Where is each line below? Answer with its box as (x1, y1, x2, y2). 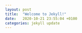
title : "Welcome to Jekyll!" (5, 12, 67, 16)
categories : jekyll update (5, 20, 60, 26)
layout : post (5, 7, 32, 12)
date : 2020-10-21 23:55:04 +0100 (5, 16, 78, 21)
